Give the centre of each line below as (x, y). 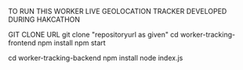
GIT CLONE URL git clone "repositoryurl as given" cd (93, 35)
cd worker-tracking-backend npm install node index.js (96, 58)
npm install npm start (72, 43)
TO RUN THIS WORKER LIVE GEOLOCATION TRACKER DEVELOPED (118, 11)
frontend (22, 43)
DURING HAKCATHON (44, 19)
